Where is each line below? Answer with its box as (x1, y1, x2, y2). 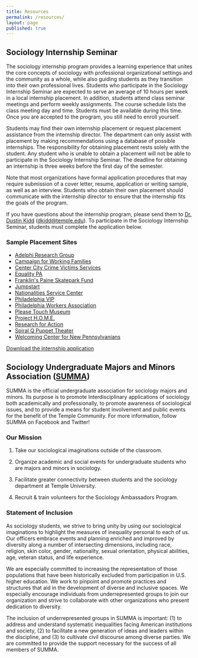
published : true (6, 25, 46, 31)
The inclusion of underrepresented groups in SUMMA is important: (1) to (6, 614, 182, 621)
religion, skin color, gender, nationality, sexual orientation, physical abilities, (6, 547, 190, 554)
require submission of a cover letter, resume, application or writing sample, (6, 180, 189, 187)
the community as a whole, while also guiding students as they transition (6, 75, 183, 83)
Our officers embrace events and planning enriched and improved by (6, 535, 174, 542)
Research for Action (14, 321, 64, 328)
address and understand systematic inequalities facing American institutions (6, 621, 192, 628)
